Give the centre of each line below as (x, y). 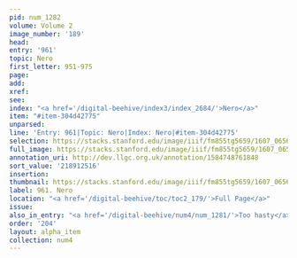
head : (19, 42)
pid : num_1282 (35, 17)
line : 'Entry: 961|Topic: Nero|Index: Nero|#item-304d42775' (124, 133)
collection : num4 (41, 240)
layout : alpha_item (45, 231)
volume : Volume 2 (41, 26)
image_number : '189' (47, 34)
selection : (29, 141)
